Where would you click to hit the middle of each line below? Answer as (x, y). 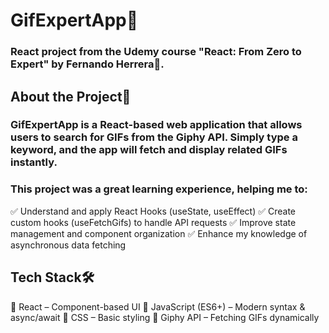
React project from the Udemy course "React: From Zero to (156, 52)
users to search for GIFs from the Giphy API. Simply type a (154, 137)
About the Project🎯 (71, 96)
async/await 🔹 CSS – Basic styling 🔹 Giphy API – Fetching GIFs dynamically (165, 317)
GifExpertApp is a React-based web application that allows (156, 125)
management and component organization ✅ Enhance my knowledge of (159, 233)
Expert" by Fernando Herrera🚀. (87, 64)
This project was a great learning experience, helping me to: (159, 189)
